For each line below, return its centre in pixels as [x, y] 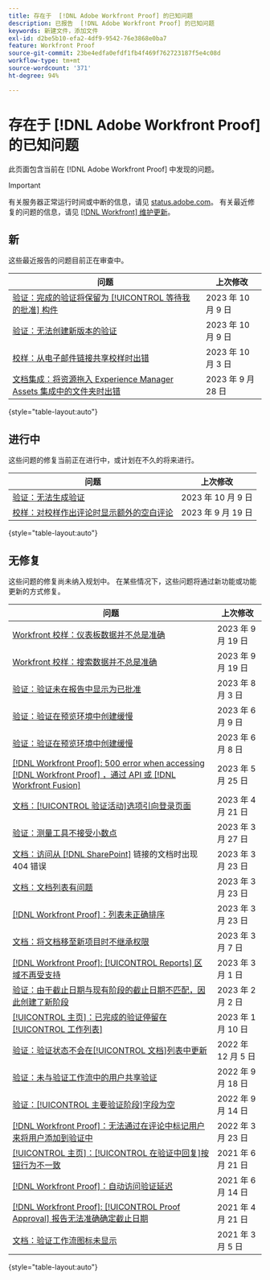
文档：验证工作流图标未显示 [65, 1241]
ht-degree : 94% [34, 76]
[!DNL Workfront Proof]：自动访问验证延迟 [92, 1186]
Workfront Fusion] [47, 785]
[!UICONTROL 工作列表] [57, 1029]
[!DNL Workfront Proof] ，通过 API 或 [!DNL [94, 775]
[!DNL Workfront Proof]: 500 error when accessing [108, 763]
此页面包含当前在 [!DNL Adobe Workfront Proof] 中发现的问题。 [113, 169]
